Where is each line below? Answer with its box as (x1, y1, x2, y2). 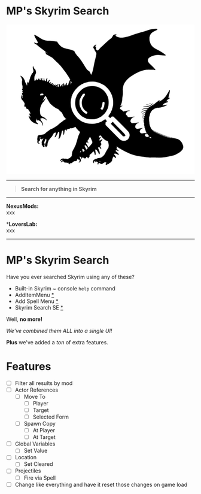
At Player (32, 427, 56, 434)
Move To (23, 393, 46, 400)
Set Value (23, 447, 48, 454)
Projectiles (14, 467, 41, 474)
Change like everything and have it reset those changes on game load (14, 481, 188, 488)
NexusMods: (6, 202, 39, 210)
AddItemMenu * (14, 291, 54, 298)
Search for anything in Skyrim (20, 185, 97, 192)
